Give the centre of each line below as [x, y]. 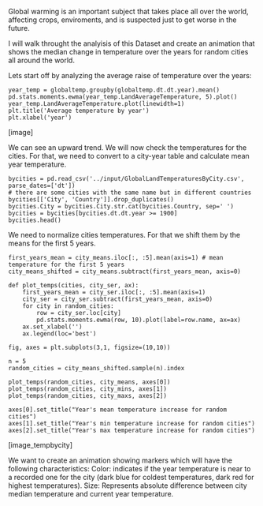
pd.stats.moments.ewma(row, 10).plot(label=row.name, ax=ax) [139, 320]
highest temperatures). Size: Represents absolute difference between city [128, 485]
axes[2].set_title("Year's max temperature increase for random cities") [132, 430]
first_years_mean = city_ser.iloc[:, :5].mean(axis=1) [114, 292]
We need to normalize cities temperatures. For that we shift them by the [124, 235]
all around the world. [41, 60]
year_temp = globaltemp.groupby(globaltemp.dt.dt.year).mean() [114, 90]
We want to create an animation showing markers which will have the [120, 460]
